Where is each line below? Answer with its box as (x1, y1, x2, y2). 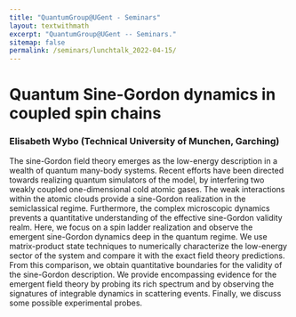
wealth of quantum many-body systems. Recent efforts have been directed (9, 165, 284, 175)
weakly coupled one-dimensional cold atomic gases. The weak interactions (9, 183, 285, 194)
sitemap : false (9, 37, 66, 47)
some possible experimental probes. (9, 297, 143, 308)
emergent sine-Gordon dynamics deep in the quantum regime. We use (9, 231, 268, 241)
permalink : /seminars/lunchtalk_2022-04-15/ (9, 46, 177, 55)
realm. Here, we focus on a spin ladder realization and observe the (9, 222, 253, 232)
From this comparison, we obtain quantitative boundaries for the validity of (9, 259, 283, 270)
